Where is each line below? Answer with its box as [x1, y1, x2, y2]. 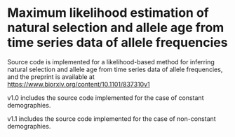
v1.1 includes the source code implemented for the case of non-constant [7, 114, 216, 123]
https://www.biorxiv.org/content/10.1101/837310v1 [7, 80, 150, 88]
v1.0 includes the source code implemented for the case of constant [7, 93, 204, 102]
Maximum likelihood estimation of [7, 5, 209, 21]
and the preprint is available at [7, 72, 95, 81]
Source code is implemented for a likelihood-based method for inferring [7, 57, 215, 66]
